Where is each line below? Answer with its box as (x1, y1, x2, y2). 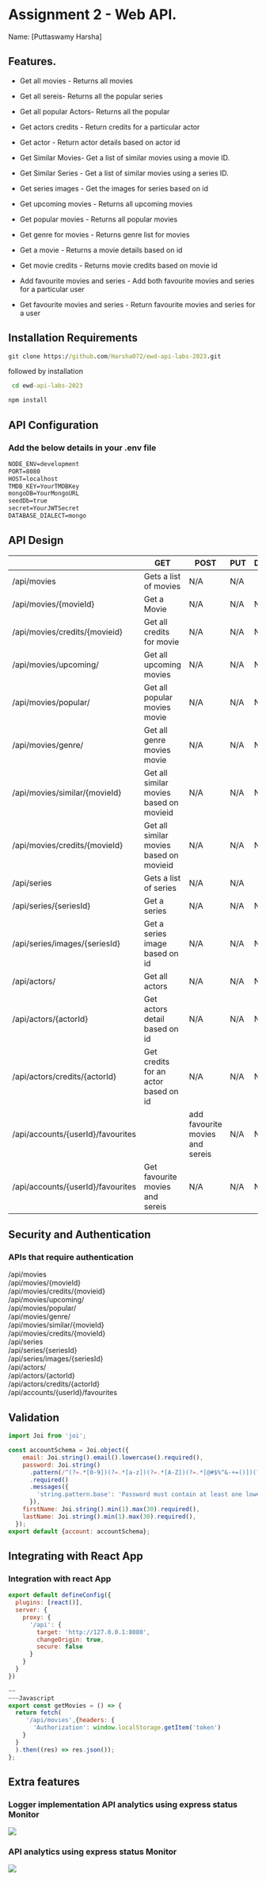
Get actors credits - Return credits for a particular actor (19, 121, 200, 132)
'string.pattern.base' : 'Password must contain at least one (36, 1490, 243, 1498)
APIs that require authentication (8, 1252, 135, 1262)
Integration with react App (8, 1573, 112, 1584)
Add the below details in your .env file (8, 442, 157, 453)
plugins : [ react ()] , (15, 1598, 83, 1607)
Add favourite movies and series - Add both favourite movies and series (19, 276, 255, 285)
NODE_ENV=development (8, 460, 80, 468)
